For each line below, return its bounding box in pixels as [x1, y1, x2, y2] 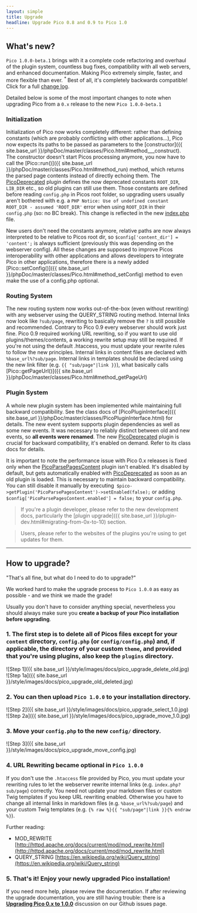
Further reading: [6, 823, 45, 830]
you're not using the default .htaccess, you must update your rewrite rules [6, 343, 185, 350]
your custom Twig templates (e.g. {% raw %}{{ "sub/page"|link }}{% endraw [6, 805, 191, 813]
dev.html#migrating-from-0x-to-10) [20, 518, 107, 525]
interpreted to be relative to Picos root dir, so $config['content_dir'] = [6, 233, 179, 241]
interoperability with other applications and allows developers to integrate [6, 252, 184, 259]
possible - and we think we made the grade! [6, 592, 113, 599]
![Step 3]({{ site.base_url [6, 740, 66, 747]
